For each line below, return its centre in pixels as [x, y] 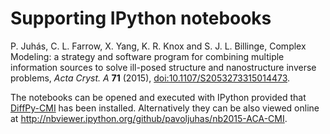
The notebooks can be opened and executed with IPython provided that [158, 97]
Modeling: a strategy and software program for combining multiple [147, 56]
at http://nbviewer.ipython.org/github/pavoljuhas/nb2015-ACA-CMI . [149, 118]
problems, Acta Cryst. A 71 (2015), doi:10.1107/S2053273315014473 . [150, 78]
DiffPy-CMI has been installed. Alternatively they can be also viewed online [165, 108]
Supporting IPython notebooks [141, 18]
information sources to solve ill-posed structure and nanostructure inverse [163, 67]
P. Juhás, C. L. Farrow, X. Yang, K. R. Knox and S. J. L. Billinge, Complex [158, 46]
